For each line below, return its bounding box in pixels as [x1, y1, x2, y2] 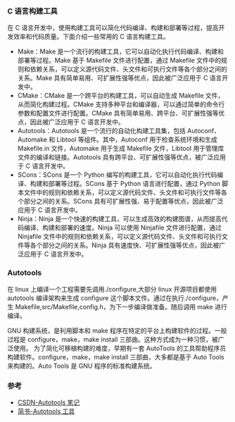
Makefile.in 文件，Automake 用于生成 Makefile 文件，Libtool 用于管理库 [17, 144, 224, 153]
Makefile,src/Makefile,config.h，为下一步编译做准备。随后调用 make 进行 [15, 302, 227, 311]
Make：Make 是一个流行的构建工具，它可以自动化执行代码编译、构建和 [17, 47, 224, 56]
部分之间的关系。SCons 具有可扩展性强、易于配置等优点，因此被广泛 [23, 197, 224, 206]
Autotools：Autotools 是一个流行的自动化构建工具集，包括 [17, 127, 186, 135]
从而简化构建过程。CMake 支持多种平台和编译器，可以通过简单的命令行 [17, 100, 225, 108]
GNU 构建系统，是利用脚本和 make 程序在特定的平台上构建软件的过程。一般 [7, 326, 227, 335]
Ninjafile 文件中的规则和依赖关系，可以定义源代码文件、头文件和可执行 [17, 232, 222, 241]
